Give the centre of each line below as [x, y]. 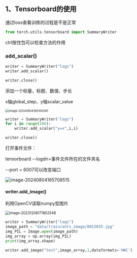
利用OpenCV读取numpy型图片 [37, 204]
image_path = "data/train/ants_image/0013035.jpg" [60, 227]
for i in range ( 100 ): [28, 124]
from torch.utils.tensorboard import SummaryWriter [61, 32]
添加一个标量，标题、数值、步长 [39, 91]
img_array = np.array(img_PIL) [38, 236]
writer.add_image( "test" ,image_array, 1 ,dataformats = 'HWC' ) [69, 250]
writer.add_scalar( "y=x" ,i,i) [46, 129]
